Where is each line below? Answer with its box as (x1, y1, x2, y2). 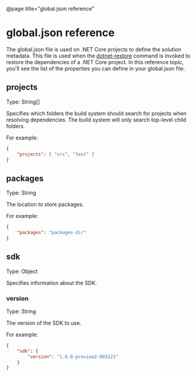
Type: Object (6, 268, 38, 275)
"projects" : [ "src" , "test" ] (17, 151, 95, 157)
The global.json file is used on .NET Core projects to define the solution (6, 46, 182, 53)
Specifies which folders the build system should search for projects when (6, 110, 186, 117)
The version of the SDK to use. (6, 319, 82, 326)
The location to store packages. (6, 201, 85, 208)
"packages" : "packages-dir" (17, 230, 86, 236)
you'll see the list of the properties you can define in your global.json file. (6, 65, 185, 72)
